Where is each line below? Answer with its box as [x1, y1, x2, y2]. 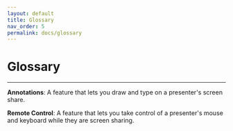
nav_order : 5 [7, 23, 45, 30]
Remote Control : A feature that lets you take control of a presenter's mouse [7, 109, 223, 117]
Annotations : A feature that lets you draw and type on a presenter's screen [7, 88, 223, 97]
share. [7, 96, 26, 104]
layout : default [7, 10, 54, 17]
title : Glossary [7, 17, 54, 23]
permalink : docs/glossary [7, 29, 82, 37]
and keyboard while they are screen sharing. [7, 117, 135, 125]
